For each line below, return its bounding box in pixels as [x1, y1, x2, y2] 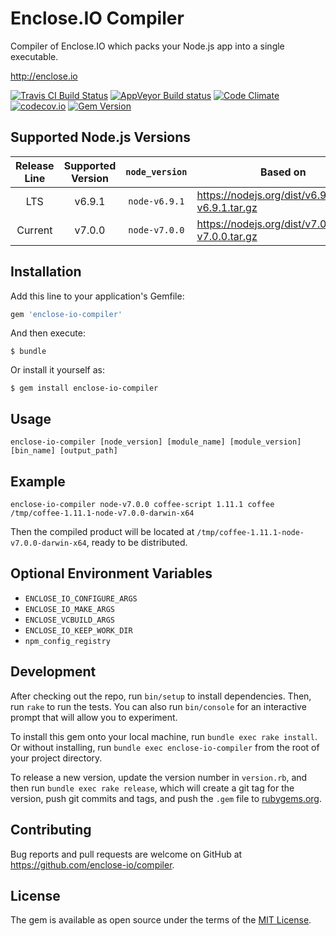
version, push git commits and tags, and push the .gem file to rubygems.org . [10, 792, 323, 804]
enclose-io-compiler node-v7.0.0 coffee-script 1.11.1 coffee [10, 500, 275, 510]
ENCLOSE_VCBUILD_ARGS [24, 615, 115, 625]
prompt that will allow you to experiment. [10, 711, 178, 723]
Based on [260, 165, 307, 179]
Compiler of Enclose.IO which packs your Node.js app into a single [10, 40, 285, 52]
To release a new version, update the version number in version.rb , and [10, 771, 308, 783]
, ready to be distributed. [86, 537, 188, 549]
